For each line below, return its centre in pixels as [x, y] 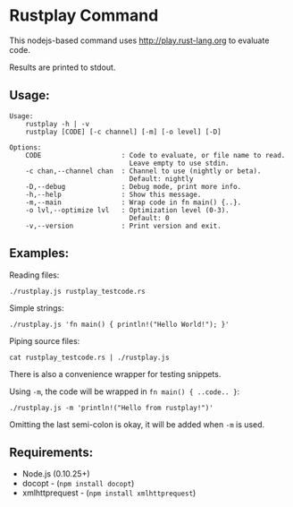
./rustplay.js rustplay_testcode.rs [77, 291]
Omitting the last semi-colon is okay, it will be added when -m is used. [137, 424]
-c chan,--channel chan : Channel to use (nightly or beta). [143, 171]
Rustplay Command [84, 16]
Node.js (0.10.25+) [56, 474]
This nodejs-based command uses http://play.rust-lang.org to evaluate [139, 40]
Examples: [39, 253]
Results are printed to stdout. [63, 67]
